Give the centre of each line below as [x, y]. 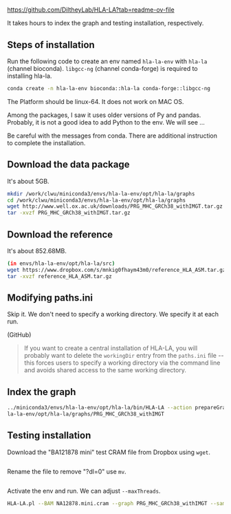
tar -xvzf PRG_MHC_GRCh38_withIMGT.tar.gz [69, 213]
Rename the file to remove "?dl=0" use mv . [67, 471]
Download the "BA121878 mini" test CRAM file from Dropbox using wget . [109, 452]
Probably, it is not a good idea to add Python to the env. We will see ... [106, 122]
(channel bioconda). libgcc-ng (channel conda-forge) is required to [102, 68]
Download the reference [60, 234]
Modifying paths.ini [50, 298]
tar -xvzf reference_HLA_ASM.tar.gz [59, 276]
